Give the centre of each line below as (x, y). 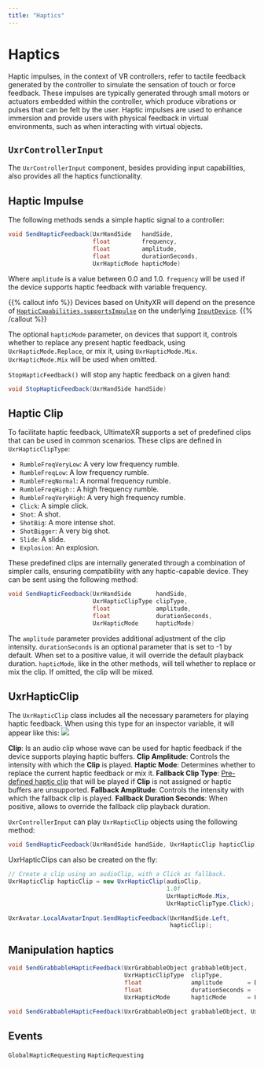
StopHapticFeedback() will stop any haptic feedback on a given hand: (119, 374)
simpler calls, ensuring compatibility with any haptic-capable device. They (128, 572)
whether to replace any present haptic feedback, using (97, 342)
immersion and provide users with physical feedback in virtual (109, 118)
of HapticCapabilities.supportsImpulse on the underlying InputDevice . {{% (130, 311)
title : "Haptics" (37, 15)
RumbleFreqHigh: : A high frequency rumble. (89, 489)
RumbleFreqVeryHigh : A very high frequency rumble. (103, 498)
